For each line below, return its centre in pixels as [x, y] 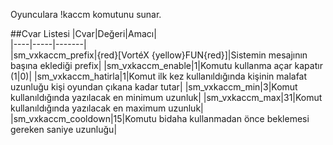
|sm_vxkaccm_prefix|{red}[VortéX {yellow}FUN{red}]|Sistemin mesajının [159, 55]
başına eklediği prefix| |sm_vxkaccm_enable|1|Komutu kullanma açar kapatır [166, 65]
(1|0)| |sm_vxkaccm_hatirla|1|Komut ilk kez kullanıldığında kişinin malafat [159, 76]
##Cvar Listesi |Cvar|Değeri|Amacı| [83, 33]
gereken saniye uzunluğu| [64, 129]
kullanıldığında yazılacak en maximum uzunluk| [107, 108]
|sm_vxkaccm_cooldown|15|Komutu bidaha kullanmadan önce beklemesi [160, 118]
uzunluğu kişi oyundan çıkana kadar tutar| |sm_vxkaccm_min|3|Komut [154, 87]
